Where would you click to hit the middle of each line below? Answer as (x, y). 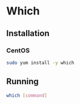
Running (23, 81)
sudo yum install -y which (40, 63)
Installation (28, 33)
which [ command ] (27, 95)
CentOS (18, 50)
